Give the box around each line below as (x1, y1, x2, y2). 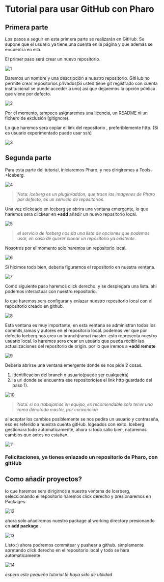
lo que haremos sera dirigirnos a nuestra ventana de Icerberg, (5, 488, 131, 494)
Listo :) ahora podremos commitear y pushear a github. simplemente (5, 542, 144, 548)
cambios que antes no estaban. (5, 432, 69, 438)
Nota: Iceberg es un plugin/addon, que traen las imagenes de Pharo (17, 191, 156, 197)
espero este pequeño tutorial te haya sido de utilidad (5, 571, 112, 577)
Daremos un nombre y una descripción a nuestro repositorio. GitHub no (5, 75, 150, 81)
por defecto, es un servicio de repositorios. (17, 196, 105, 202)
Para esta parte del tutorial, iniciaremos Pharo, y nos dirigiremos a (5, 166, 138, 173)
